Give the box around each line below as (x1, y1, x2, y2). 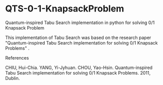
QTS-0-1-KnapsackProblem (5, 3, 124, 14)
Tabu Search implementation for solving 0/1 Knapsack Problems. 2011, (5, 69, 151, 75)
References (5, 54, 29, 60)
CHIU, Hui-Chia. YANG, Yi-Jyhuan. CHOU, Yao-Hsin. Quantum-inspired (5, 64, 152, 70)
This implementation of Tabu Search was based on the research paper (5, 34, 151, 40)
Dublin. (5, 75, 20, 81)
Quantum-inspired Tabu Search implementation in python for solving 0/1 (5, 19, 155, 25)
